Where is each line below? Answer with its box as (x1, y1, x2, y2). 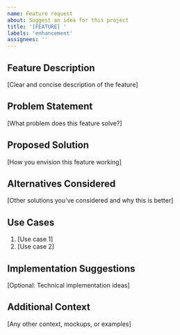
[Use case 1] (17, 235, 54, 244)
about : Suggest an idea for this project (7, 17, 129, 24)
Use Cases (7, 217, 55, 228)
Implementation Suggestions (7, 263, 136, 274)
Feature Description (7, 62, 95, 74)
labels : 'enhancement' (7, 29, 73, 37)
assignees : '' (7, 36, 49, 43)
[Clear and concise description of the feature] (7, 80, 138, 88)
